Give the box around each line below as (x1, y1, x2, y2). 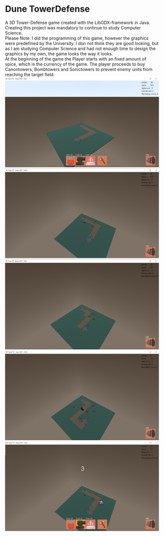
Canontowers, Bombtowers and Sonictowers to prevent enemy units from (5, 66, 153, 72)
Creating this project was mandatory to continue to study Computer (5, 24, 141, 30)
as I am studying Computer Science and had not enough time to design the (5, 45, 156, 51)
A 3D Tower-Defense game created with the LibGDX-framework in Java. (5, 20, 150, 25)
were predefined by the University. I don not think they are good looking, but (5, 40, 159, 46)
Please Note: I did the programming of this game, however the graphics (5, 35, 149, 41)
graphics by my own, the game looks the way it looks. (5, 50, 113, 57)
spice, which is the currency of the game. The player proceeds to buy (5, 61, 145, 67)
